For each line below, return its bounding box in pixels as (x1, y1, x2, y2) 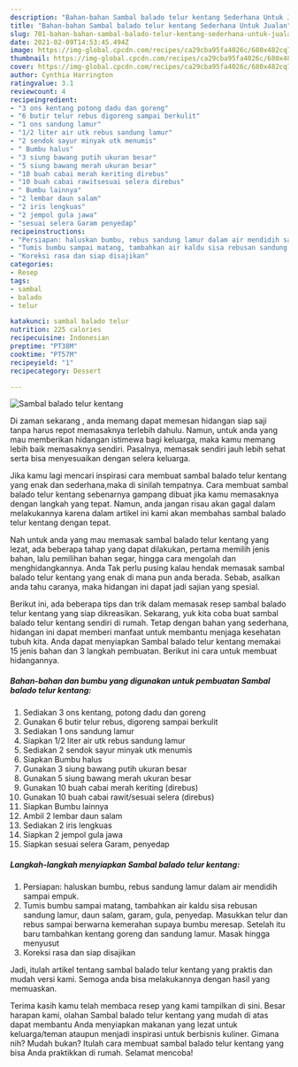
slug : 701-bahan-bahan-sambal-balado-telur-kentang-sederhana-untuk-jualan (10, 29, 295, 38)
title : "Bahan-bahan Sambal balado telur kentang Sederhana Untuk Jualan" (10, 21, 292, 30)
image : (10, 46, 34, 55)
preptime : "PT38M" (10, 342, 78, 351)
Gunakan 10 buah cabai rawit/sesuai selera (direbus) (22, 792, 215, 802)
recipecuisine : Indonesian (10, 334, 110, 343)
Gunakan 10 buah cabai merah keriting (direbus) (22, 783, 199, 793)
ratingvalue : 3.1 (10, 79, 74, 88)
